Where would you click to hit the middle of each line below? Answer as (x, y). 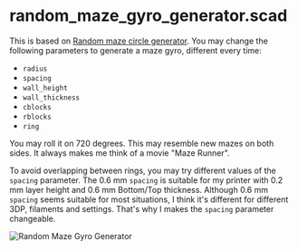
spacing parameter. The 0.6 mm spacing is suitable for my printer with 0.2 (146, 180)
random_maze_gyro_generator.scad (149, 16)
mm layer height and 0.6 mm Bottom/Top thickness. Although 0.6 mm (139, 189)
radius (35, 69)
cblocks (37, 107)
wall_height (45, 88)
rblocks (37, 117)
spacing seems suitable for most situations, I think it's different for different (149, 199)
